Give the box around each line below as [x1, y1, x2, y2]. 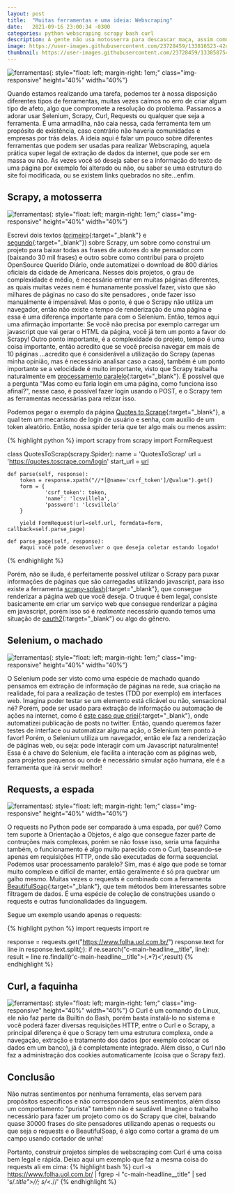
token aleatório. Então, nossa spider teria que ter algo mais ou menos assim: [7, 422, 226, 431]
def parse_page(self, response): [7, 537, 104, 545]
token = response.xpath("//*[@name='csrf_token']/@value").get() [19, 477, 214, 484]
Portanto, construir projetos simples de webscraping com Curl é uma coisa [7, 1148, 222, 1156]
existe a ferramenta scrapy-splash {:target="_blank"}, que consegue [7, 584, 202, 593]
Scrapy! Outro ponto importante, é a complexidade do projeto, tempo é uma [7, 335, 225, 343]
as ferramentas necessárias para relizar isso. [7, 394, 136, 403]
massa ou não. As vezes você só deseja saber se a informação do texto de [7, 156, 222, 164]
